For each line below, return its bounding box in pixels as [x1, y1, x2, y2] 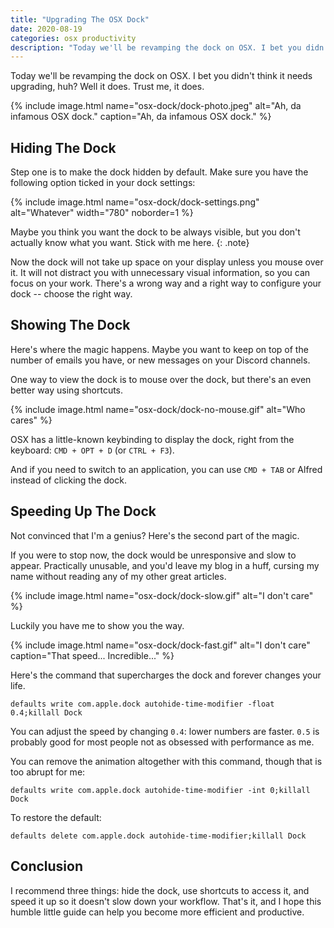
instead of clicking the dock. [10, 474, 127, 486]
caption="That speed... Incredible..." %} [10, 649, 175, 661]
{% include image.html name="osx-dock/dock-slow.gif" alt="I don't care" [10, 589, 314, 601]
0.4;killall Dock [10, 707, 83, 718]
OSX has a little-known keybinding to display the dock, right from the [10, 433, 295, 445]
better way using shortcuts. [10, 384, 124, 396]
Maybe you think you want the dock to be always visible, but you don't [10, 226, 301, 238]
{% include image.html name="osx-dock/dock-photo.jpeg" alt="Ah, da [10, 100, 302, 112]
